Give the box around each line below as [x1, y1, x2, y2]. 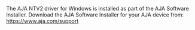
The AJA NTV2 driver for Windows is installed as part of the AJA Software [6, 5, 190, 12]
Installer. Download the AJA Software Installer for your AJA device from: [6, 11, 184, 18]
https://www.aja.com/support [6, 18, 79, 24]
